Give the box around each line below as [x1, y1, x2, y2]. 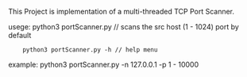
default [8, 31, 32, 40]
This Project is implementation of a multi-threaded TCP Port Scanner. [8, 7, 235, 16]
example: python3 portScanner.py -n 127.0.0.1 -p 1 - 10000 [8, 60, 199, 69]
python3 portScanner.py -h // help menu [22, 46, 158, 54]
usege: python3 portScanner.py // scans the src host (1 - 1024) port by [8, 22, 240, 31]
